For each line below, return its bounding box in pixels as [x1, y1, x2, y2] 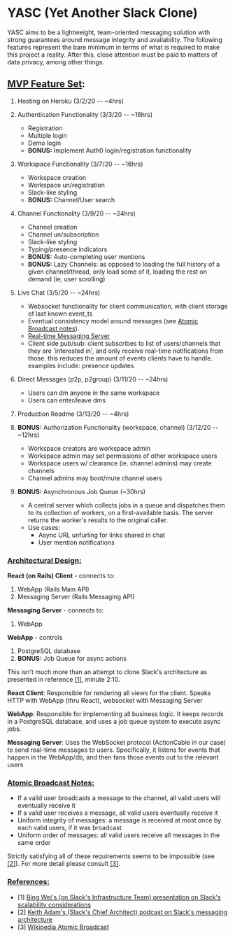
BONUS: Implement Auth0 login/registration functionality [27, 146, 192, 155]
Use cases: [27, 523, 61, 531]
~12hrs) [17, 430, 40, 439]
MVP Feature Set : [7, 78, 85, 90]
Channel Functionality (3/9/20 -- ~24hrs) [17, 209, 136, 218]
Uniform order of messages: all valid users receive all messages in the [17, 831, 220, 839]
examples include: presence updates [27, 361, 134, 370]
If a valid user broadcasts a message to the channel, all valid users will [17, 794, 221, 802]
